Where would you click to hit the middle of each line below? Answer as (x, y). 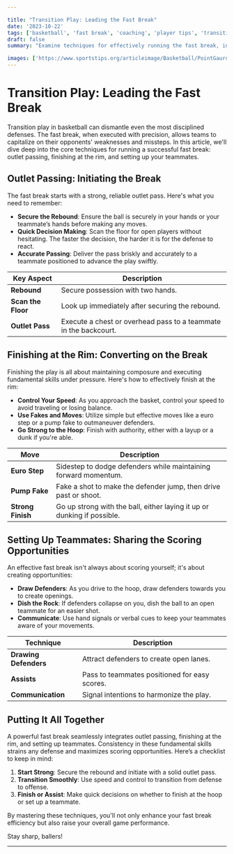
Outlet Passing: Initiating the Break (84, 179)
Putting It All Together (56, 720)
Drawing (25, 655)
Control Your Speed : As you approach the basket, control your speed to (121, 400)
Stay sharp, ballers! (35, 837)
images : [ (22, 59)
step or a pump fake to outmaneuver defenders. (86, 422)
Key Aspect (32, 278)
